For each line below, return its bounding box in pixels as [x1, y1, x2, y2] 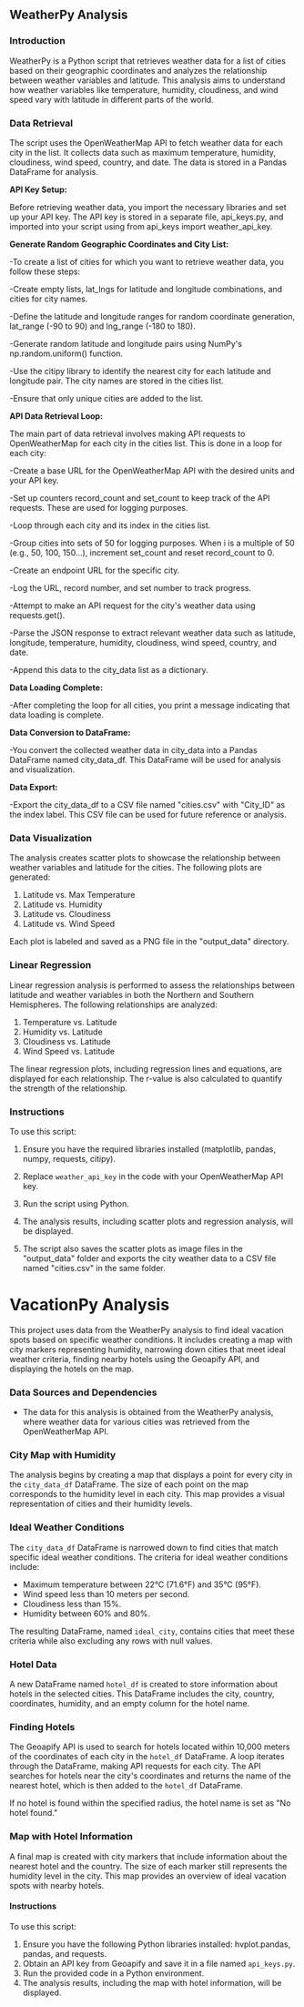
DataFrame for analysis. [9, 166, 98, 177]
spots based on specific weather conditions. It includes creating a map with [9, 1334, 293, 1345]
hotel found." [9, 1808, 58, 1819]
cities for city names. [9, 293, 88, 304]
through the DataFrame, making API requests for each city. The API [9, 1761, 261, 1772]
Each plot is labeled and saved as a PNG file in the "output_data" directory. [9, 936, 289, 947]
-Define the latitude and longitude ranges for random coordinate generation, [9, 311, 296, 321]
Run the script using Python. [22, 1197, 129, 1209]
